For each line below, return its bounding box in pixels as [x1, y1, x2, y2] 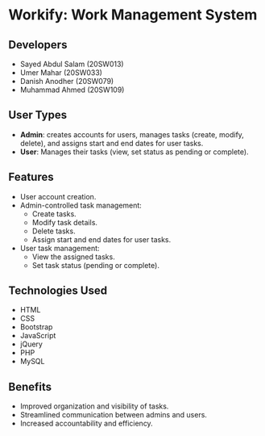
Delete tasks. [31, 226, 76, 236]
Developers [8, 38, 68, 52]
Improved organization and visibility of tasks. [19, 401, 169, 411]
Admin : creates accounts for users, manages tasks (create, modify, [19, 129, 244, 139]
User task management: [19, 243, 100, 253]
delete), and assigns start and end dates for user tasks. [19, 138, 204, 148]
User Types [8, 108, 68, 122]
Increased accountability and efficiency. [19, 418, 153, 429]
